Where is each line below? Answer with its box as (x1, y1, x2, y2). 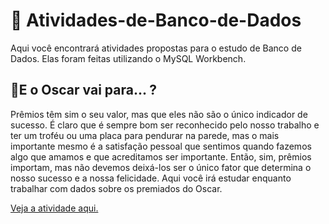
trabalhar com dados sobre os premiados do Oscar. (10, 182, 223, 194)
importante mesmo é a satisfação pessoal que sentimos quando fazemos (10, 140, 312, 152)
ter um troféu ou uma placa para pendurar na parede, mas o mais (10, 129, 280, 141)
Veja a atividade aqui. (10, 202, 99, 214)
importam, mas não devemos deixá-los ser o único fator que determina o (10, 161, 312, 173)
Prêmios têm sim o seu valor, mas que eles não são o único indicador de (10, 108, 308, 120)
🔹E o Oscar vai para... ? (10, 82, 158, 99)
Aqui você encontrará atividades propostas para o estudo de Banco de (10, 42, 302, 54)
